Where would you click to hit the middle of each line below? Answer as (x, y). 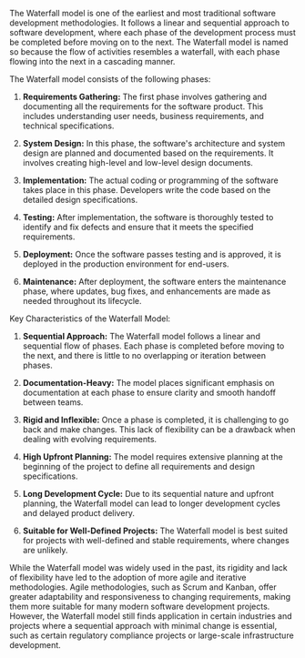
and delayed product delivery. (78, 513)
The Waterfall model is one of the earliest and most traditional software (142, 13)
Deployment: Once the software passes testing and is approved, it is (152, 254)
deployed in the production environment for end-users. (126, 264)
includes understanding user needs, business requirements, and (143, 116)
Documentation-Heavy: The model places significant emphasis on (148, 383)
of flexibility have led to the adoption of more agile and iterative (128, 577)
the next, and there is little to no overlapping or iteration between (144, 355)
